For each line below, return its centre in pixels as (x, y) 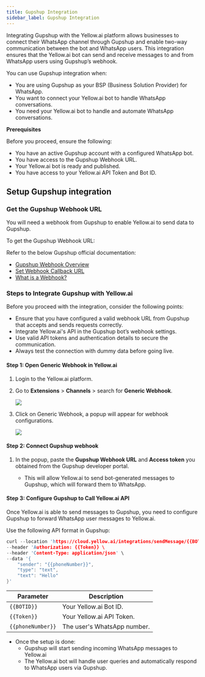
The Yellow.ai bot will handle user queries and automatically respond (110, 661)
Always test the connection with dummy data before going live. (94, 351)
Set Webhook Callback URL (50, 271)
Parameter (33, 596)
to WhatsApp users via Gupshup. (66, 668)
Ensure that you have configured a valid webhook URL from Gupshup (102, 318)
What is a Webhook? (41, 278)
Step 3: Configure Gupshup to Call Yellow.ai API (68, 498)
